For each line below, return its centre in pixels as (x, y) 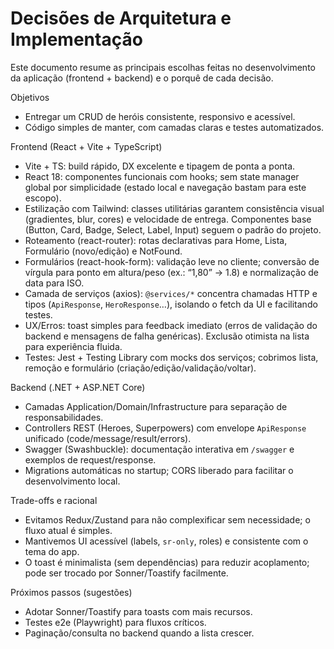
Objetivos (30, 97)
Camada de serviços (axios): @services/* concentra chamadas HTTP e (171, 293)
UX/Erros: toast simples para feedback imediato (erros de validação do (171, 325)
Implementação (76, 39)
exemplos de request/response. (90, 459)
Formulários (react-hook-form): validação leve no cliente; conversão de (172, 261)
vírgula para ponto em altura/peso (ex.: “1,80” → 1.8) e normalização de (171, 272)
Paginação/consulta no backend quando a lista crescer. (139, 633)
